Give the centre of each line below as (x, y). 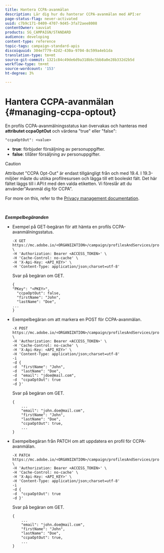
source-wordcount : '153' (30, 69)
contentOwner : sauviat (28, 28)
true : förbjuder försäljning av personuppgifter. (59, 149)
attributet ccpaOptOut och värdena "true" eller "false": (61, 131)
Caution (13, 163)
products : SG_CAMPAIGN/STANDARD (38, 32)
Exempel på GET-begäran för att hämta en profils (62, 227)
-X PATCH (21, 455)
